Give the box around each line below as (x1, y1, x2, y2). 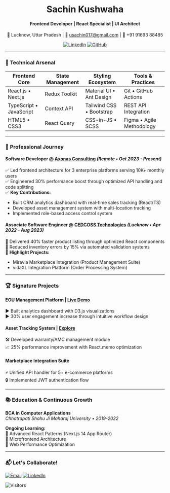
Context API (45, 105, 73, 112)
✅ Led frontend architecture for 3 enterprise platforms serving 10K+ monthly (5, 167, 164, 173)
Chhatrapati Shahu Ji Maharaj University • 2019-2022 (5, 415, 119, 421)
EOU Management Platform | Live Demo (5, 297, 90, 303)
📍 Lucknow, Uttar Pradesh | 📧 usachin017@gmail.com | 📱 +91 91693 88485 (7, 32, 163, 38)
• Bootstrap (85, 108, 113, 115)
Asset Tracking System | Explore (5, 325, 75, 331)
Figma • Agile (123, 116, 157, 123)
